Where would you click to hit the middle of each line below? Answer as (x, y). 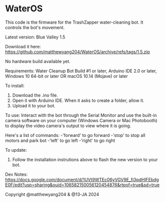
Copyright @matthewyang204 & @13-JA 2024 (52, 194)
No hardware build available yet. (38, 61)
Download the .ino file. (35, 95)
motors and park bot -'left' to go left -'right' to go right (60, 140)
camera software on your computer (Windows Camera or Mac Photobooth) (81, 120)
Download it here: (23, 46)
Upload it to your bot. (34, 105)
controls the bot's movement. (35, 27)
